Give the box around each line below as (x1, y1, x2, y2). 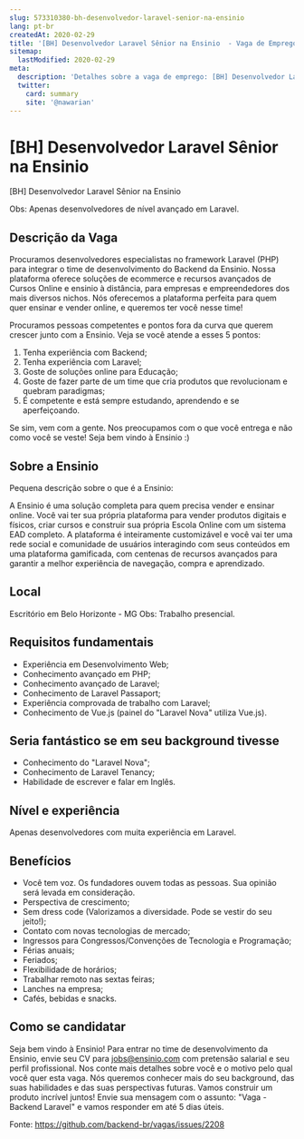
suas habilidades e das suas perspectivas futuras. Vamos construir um (9, 1082, 273, 1093)
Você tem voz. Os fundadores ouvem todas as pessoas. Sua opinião (22, 878, 278, 888)
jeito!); (22, 916, 47, 927)
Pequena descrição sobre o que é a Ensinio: (9, 482, 174, 493)
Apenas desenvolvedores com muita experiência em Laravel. (9, 827, 237, 838)
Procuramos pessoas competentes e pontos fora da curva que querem (9, 319, 274, 331)
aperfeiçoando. (22, 405, 80, 416)
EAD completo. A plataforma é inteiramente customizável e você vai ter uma (9, 528, 293, 540)
